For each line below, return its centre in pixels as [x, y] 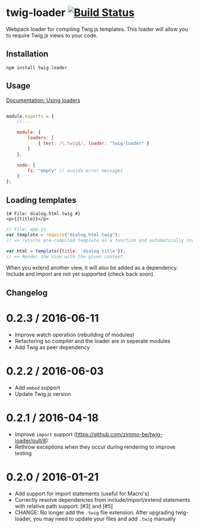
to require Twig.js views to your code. [52, 35]
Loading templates [41, 200]
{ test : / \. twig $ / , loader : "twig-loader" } [94, 143]
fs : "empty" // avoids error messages [75, 171]
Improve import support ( [45, 434]
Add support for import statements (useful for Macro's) [82, 493]
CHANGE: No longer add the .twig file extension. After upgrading [94, 512]
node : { [26, 165]
